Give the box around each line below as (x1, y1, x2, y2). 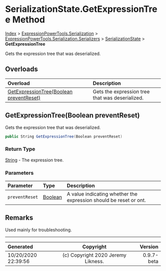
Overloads (5, 65, 38, 73)
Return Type (5, 145, 36, 152)
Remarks (5, 213, 34, 222)
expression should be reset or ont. (66, 197, 146, 204)
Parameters (5, 169, 34, 176)
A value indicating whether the (66, 191, 138, 198)
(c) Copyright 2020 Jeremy (62, 252, 127, 259)
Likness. (84, 258, 104, 265)
